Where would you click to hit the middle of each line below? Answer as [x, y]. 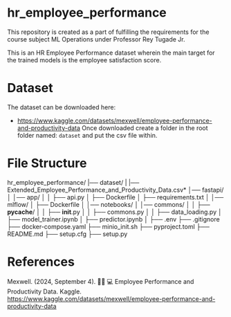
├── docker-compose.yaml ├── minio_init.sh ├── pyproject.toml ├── [108, 226]
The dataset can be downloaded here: [62, 107]
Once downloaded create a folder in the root [145, 128]
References [41, 262]
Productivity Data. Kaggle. [44, 291]
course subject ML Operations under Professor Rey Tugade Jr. [96, 39]
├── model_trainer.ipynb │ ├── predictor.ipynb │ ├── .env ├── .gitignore [113, 219]
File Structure [47, 163]
